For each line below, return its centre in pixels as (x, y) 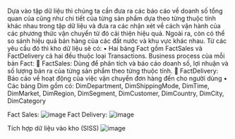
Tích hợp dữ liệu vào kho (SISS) (53, 128)
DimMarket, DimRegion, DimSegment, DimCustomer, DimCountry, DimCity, (116, 93)
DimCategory (26, 101)
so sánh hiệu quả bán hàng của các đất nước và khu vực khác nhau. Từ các (117, 41)
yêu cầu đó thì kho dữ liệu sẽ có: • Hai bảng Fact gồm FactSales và (105, 48)
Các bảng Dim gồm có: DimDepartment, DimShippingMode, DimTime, (108, 86)
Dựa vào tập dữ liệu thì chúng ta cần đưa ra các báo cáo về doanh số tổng (115, 11)
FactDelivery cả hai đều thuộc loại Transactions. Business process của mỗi (116, 56)
